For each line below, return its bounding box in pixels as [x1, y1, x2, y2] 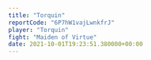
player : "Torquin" [8, 26, 69, 34]
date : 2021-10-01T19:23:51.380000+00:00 [8, 41, 144, 48]
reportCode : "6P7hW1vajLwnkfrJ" [8, 19, 115, 26]
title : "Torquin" [8, 11, 66, 19]
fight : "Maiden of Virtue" [8, 33, 97, 41]
